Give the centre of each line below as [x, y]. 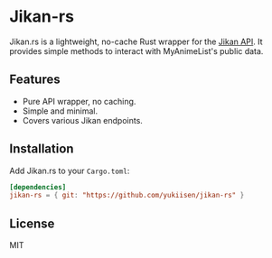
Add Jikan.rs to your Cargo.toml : [70, 170]
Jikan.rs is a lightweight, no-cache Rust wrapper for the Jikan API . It [136, 41]
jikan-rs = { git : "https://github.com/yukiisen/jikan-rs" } [127, 196]
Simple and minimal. [60, 111]
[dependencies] [38, 187]
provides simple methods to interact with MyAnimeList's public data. [136, 51]
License [32, 223]
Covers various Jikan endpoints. [82, 120]
